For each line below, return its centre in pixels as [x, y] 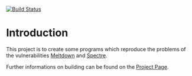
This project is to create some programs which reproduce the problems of [96, 49]
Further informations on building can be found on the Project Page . [87, 67]
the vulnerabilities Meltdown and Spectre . [57, 55]
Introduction [37, 33]
